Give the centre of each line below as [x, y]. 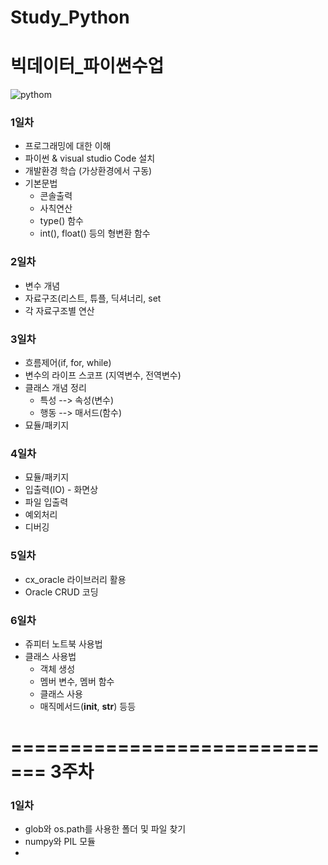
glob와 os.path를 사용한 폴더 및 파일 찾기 [105, 829]
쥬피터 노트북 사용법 [63, 643]
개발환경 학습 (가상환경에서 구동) [88, 171]
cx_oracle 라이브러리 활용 [75, 579]
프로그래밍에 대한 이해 [68, 146]
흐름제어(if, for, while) [68, 363]
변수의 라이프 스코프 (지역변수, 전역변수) [103, 375]
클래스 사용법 [50, 656]
